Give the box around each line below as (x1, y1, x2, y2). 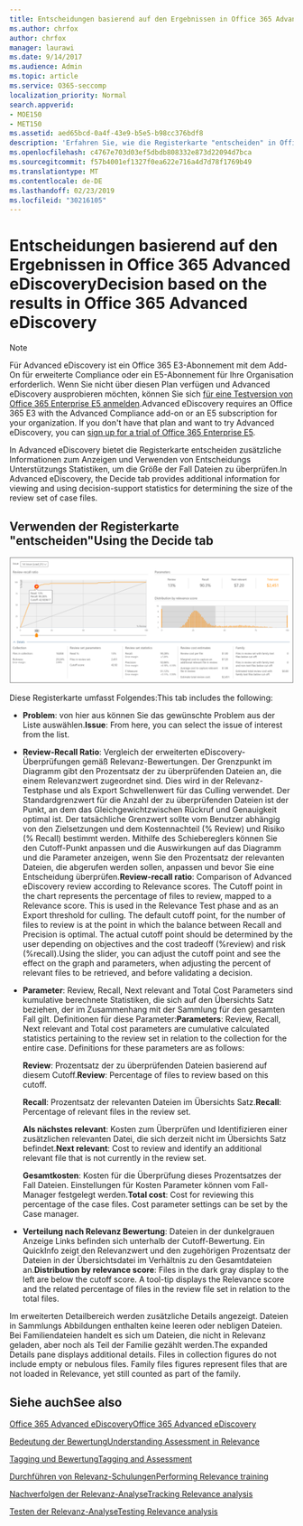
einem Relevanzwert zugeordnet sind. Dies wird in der (22, 775, 224, 786)
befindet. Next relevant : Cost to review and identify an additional (22, 1143, 262, 1154)
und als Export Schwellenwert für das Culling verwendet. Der (63, 785, 290, 796)
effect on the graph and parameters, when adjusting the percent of (22, 958, 271, 969)
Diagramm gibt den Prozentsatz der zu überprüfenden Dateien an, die (22, 766, 282, 777)
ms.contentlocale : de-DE (9, 176, 103, 185)
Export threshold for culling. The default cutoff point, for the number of (22, 910, 286, 921)
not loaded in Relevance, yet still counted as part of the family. (9, 1369, 241, 1380)
